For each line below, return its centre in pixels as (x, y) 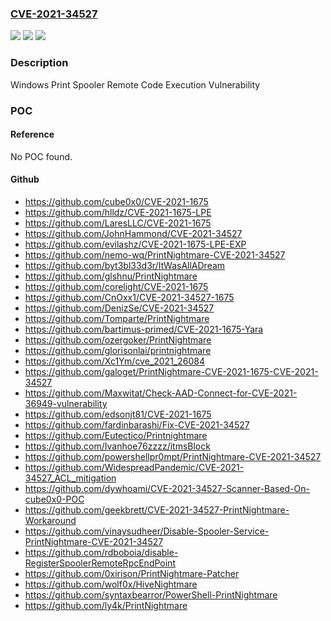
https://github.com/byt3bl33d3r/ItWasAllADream (125, 265)
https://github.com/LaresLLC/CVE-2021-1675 (118, 223)
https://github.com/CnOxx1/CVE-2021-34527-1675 (129, 297)
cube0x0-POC (54, 499)
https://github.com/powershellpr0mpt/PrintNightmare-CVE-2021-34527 (173, 456)
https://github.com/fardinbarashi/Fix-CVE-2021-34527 (137, 424)
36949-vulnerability (66, 403)
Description (39, 63)
